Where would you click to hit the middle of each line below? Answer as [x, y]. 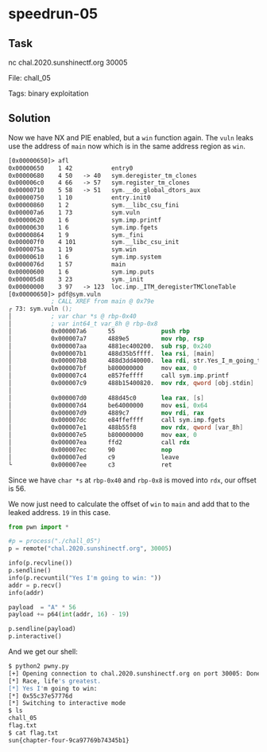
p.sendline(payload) [43, 629]
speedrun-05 [53, 14]
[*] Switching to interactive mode [67, 703]
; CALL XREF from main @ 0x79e [103, 301]
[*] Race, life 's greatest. [55, 681]
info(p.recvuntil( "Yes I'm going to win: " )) [85, 578]
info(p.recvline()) [41, 563]
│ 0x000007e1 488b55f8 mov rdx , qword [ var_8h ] [126, 427]
